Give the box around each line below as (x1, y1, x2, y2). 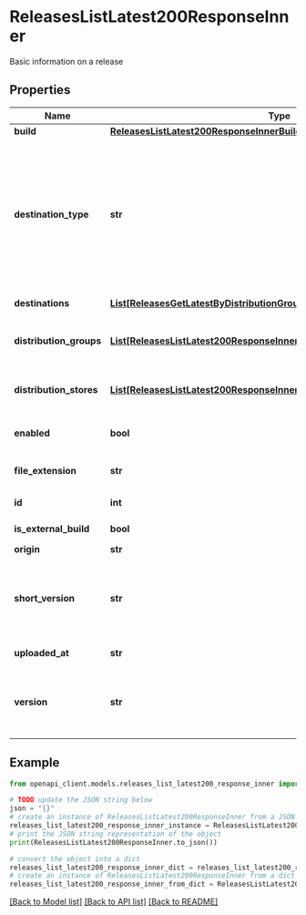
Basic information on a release (9, 56, 124, 67)
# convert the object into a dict (9, 854, 141, 863)
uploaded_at (14, 646, 70, 659)
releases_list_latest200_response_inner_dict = (9, 863, 194, 872)
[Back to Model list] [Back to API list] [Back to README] (9, 896, 219, 908)
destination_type (14, 208, 89, 221)
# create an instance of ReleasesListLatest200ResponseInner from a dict (9, 871, 296, 880)
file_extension (14, 464, 77, 477)
